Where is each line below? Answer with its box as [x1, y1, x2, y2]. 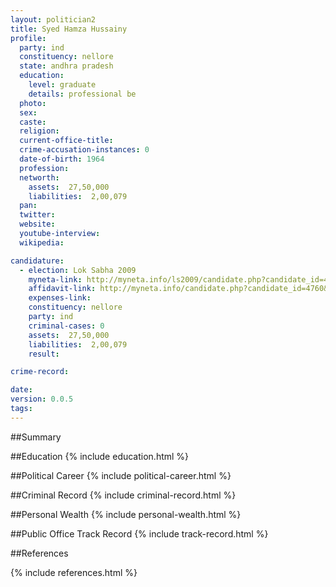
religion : [19, 126, 60, 136]
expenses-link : [28, 293, 92, 303]
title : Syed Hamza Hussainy [10, 24, 128, 34]
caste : [19, 117, 47, 127]
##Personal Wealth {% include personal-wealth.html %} [10, 508, 242, 520]
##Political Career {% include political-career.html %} [10, 469, 232, 481]
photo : [19, 98, 47, 108]
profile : [10, 33, 47, 43]
